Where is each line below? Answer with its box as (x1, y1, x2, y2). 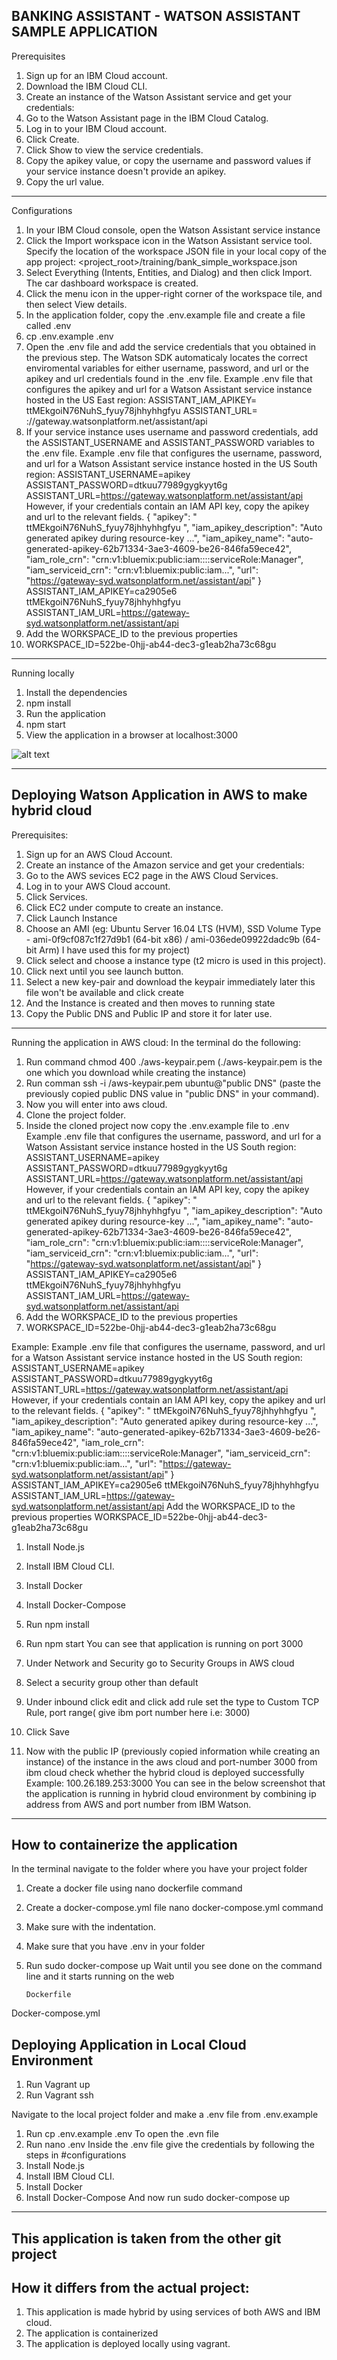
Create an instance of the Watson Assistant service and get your (25, 90, 292, 103)
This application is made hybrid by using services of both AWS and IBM (25, 2306, 321, 2318)
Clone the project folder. (25, 1109, 126, 1121)
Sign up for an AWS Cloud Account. (25, 848, 173, 860)
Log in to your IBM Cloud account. (25, 122, 168, 134)
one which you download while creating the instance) (25, 1066, 247, 1078)
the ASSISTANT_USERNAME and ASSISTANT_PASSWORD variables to (25, 436, 316, 448)
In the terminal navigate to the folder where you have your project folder (11, 1863, 308, 1875)
